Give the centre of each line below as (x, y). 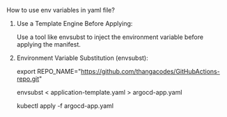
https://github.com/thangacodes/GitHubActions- (150, 71)
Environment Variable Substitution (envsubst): (83, 58)
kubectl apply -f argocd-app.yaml (65, 106)
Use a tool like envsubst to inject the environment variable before (110, 37)
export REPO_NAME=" (49, 71)
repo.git (28, 79)
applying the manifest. (48, 44)
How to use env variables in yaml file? (61, 10)
